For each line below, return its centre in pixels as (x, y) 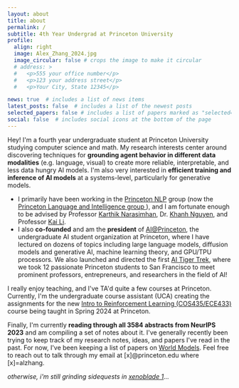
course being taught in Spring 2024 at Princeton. (79, 311)
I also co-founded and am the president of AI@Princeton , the (108, 229)
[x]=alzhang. (26, 362)
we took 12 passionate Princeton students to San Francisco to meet (116, 267)
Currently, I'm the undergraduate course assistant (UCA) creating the (108, 295)
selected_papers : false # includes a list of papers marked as (103, 113)
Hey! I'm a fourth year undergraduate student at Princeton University (108, 140)
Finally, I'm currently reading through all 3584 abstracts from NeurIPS (112, 325)
